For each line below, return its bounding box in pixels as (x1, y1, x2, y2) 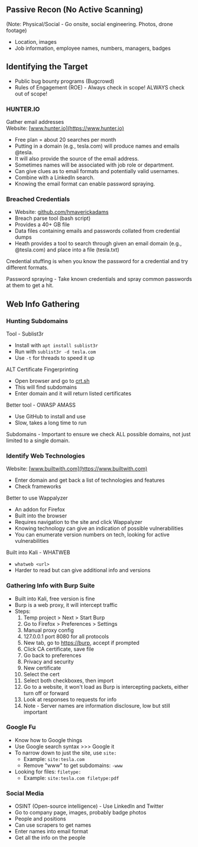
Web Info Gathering (6, 299, 80, 309)
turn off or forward (23, 689, 69, 696)
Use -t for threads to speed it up (14, 354, 95, 361)
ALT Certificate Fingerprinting (6, 366, 79, 373)
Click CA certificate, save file (23, 645, 95, 653)
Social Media (6, 789, 44, 797)
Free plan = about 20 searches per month (14, 136, 116, 143)
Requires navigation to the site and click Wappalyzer (14, 519, 143, 526)
